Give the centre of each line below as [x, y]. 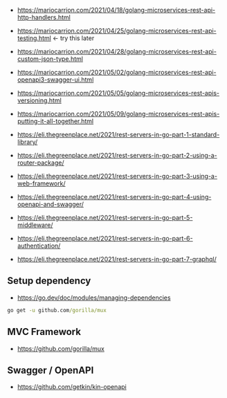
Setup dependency [49, 281]
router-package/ [40, 163]
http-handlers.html [44, 17]
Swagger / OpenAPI [51, 370]
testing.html [34, 38]
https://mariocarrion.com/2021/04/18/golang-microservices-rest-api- [116, 10]
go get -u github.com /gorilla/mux [57, 310]
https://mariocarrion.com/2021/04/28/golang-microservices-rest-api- [117, 52]
